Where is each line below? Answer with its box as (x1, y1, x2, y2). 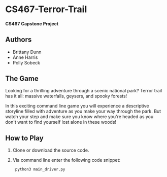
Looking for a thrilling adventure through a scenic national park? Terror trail (5, 88, 162, 94)
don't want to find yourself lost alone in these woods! (5, 119, 117, 125)
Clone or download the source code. (12, 147, 89, 153)
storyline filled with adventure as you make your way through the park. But (5, 108, 161, 115)
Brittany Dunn (12, 49, 42, 55)
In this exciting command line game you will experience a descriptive (5, 103, 149, 109)
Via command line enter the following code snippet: (12, 157, 121, 163)
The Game (5, 74, 39, 83)
